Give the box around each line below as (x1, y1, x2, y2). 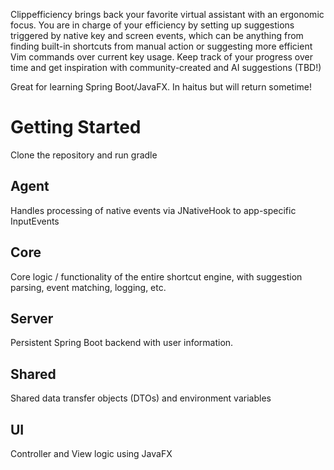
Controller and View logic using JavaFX (10, 448, 173, 459)
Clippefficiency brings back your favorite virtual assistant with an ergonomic (10, 9, 325, 20)
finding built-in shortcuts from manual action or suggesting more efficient (10, 40, 313, 52)
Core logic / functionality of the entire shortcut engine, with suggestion (10, 270, 303, 283)
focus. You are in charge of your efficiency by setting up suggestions (10, 19, 295, 31)
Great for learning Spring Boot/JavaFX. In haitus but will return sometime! (10, 81, 312, 93)
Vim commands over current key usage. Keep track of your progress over (10, 51, 314, 63)
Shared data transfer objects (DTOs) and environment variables (10, 392, 272, 404)
